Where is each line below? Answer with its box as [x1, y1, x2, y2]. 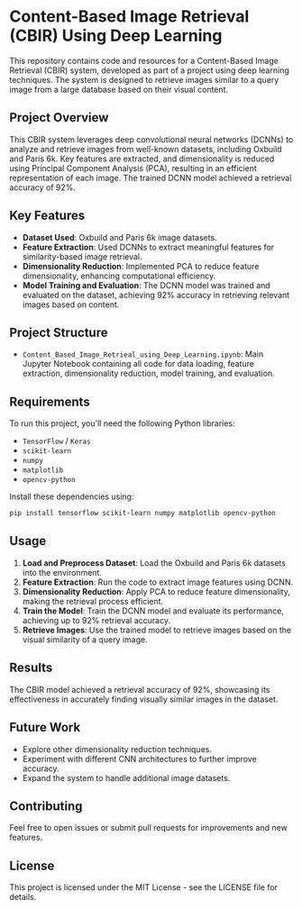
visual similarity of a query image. [22, 633, 148, 645]
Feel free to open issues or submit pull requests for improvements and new [9, 823, 288, 833]
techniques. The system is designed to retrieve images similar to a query [9, 74, 279, 85]
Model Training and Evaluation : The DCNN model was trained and [22, 279, 270, 290]
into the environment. [22, 567, 102, 577]
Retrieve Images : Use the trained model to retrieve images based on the [22, 624, 291, 635]
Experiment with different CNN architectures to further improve [22, 753, 257, 764]
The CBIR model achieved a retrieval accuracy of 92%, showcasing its [9, 684, 270, 695]
